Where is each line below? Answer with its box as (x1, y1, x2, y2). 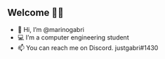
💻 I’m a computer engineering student (17, 33, 129, 42)
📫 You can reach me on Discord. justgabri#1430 (17, 43, 159, 52)
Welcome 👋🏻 (7, 7, 65, 19)
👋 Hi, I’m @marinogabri (17, 25, 84, 33)
